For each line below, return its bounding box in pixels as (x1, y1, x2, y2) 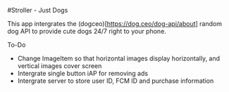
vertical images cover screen (17, 62, 102, 70)
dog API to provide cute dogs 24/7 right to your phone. (7, 27, 167, 35)
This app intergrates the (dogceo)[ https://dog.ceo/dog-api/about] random (7, 20, 222, 27)
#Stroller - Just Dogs (7, 6, 68, 14)
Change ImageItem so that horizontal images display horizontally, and (17, 54, 221, 63)
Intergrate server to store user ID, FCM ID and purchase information (17, 77, 214, 85)
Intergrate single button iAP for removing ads (17, 70, 149, 77)
